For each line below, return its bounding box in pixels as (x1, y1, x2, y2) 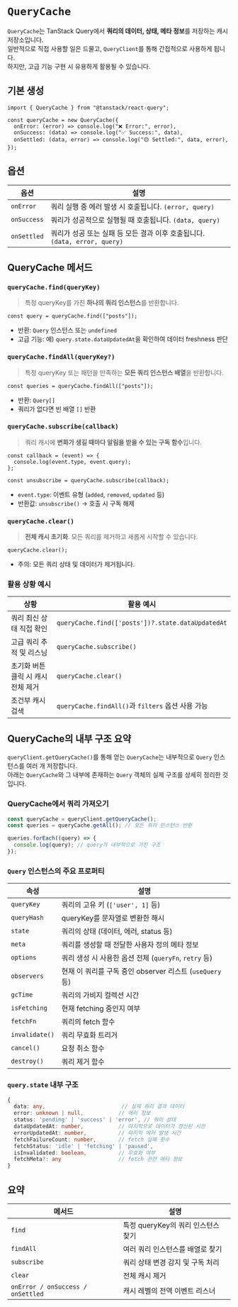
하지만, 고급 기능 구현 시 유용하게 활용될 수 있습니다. (7, 62, 151, 70)
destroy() (11, 1057, 44, 1065)
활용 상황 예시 (7, 579, 52, 589)
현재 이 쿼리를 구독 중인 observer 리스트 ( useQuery (61, 967, 222, 977)
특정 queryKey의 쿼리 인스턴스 (123, 1220, 220, 1230)
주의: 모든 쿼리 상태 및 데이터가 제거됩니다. (17, 560, 135, 569)
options (11, 954, 37, 962)
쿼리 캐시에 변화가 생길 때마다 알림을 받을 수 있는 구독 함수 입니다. (24, 438, 202, 446)
